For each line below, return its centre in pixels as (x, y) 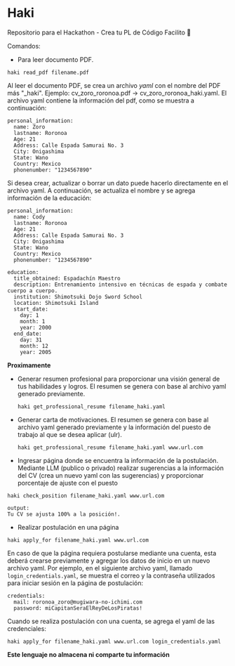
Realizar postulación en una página (68, 527)
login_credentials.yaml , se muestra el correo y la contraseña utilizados (111, 575)
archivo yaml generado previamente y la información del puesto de (114, 427)
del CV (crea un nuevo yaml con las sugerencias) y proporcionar (110, 475)
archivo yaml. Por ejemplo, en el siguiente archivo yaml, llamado (100, 568)
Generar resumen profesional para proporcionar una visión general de (119, 379)
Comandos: (24, 46)
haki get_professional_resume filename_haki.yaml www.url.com (110, 448)
